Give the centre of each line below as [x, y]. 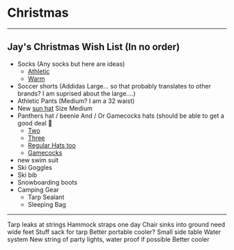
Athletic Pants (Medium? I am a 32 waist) [76, 101]
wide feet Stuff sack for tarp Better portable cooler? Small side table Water [114, 232]
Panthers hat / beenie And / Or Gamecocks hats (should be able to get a [121, 116]
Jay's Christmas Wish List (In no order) [94, 47]
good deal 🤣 [34, 123]
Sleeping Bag [47, 204]
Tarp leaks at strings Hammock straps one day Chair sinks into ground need [116, 224]
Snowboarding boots [47, 182]
